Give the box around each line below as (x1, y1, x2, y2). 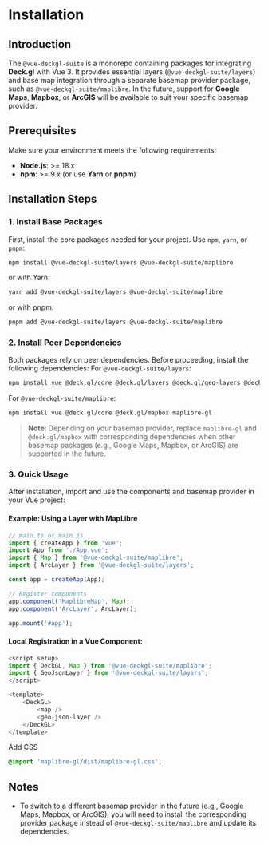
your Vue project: (8, 495, 65, 505)
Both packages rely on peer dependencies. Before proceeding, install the (8, 355, 249, 365)
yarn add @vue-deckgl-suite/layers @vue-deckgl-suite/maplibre (8, 288, 223, 296)
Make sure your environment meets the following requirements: (8, 145, 217, 155)
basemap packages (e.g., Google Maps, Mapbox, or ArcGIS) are (27, 441, 239, 450)
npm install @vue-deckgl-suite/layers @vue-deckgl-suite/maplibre (8, 258, 234, 267)
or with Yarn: (8, 273, 50, 283)
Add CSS (8, 743, 38, 752)
